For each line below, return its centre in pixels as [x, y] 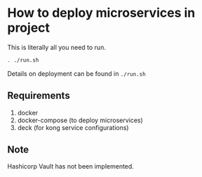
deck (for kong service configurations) [73, 127]
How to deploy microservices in [101, 13]
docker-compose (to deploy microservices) [80, 120]
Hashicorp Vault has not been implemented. [71, 166]
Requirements [39, 96]
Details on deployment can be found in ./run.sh [76, 73]
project [29, 28]
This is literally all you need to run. [57, 47]
